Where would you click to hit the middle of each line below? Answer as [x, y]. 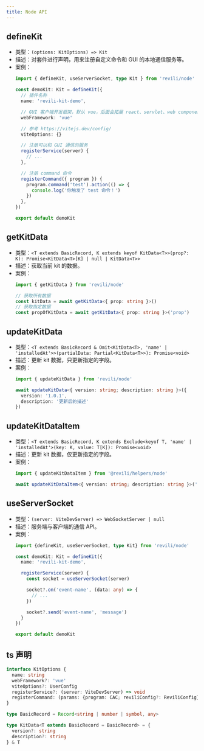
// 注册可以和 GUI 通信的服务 [54, 145]
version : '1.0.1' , [44, 396]
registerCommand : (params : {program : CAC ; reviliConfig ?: [87, 697]
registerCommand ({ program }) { [62, 179]
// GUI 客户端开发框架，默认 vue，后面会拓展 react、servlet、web [98, 112]
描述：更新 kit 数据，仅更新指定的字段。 [65, 455]
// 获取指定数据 [33, 307]
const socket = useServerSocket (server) [78, 579]
